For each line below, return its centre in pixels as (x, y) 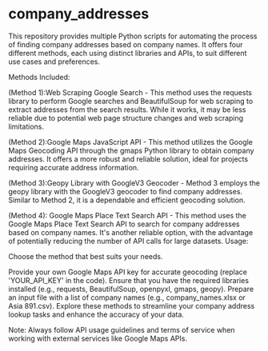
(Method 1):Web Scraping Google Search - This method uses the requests (130, 92)
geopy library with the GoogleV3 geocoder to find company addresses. (125, 191)
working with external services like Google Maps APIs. (98, 338)
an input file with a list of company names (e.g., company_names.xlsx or (127, 297)
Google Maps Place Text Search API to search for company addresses (124, 224)
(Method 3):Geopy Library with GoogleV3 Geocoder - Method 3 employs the (134, 183)
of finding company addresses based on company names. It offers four (126, 44)
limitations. (26, 126)
